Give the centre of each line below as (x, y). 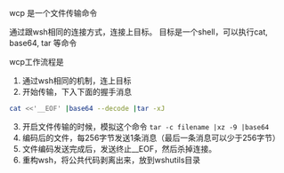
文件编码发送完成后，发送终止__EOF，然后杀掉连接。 (119, 148)
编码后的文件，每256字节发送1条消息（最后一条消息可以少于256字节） (151, 138)
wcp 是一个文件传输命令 (53, 13)
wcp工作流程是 (37, 62)
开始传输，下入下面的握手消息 (77, 92)
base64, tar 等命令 (43, 43)
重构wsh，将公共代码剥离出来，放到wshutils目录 (111, 160)
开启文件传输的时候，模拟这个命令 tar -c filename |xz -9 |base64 (146, 126)
